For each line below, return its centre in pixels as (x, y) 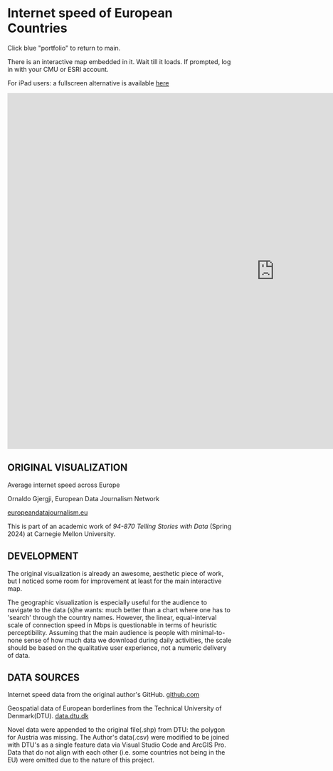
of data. (19, 655)
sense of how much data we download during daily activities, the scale (128, 640)
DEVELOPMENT (43, 556)
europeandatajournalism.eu (48, 512)
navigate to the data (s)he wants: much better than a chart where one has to (119, 609)
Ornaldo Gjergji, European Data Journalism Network (84, 498)
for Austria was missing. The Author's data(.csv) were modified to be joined (118, 738)
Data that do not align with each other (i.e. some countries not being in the (116, 752)
